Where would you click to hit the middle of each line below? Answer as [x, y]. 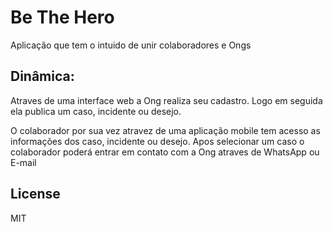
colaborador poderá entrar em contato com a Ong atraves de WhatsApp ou [165, 152]
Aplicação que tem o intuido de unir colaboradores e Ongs [131, 45]
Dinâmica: [42, 76]
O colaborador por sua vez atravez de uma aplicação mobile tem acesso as [165, 130]
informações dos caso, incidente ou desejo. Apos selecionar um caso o [157, 141]
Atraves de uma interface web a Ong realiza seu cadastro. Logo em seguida [166, 100]
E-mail [23, 162]
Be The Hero [62, 17]
